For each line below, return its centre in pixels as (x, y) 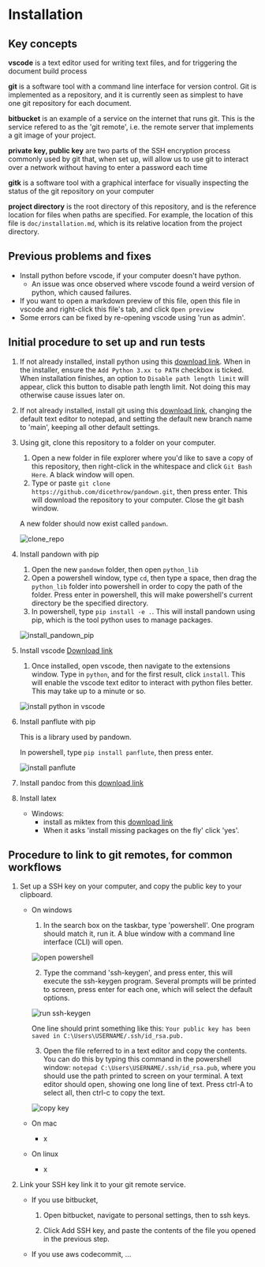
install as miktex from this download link (108, 822)
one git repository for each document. (70, 103)
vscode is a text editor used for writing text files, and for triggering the (123, 62)
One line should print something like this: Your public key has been (141, 1028)
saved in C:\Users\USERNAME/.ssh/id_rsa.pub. (107, 1036)
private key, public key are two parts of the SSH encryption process (119, 151)
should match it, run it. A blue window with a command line (139, 933)
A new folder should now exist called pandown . (93, 523)
